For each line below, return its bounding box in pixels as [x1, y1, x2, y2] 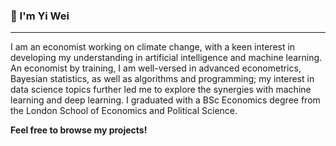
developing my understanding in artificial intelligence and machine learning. [10, 52, 323, 64]
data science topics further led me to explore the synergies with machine [10, 84, 312, 96]
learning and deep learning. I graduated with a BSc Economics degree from [10, 94, 321, 106]
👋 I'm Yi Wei [10, 9, 70, 23]
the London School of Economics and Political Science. [10, 105, 238, 117]
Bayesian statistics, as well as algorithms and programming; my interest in [10, 73, 315, 85]
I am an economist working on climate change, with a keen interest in [10, 41, 296, 53]
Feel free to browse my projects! [10, 124, 148, 136]
